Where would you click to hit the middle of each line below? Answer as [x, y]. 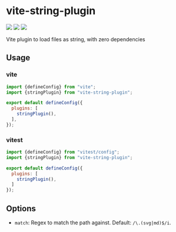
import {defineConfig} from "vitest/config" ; [63, 152]
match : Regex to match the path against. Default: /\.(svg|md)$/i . [93, 223]
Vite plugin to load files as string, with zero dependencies [76, 39]
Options [21, 208]
